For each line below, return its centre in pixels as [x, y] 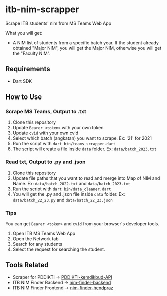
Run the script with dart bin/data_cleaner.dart [62, 189]
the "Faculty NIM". [31, 53]
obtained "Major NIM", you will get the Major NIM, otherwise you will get [87, 48]
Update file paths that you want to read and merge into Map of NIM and [86, 178]
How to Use [24, 97]
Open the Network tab [35, 239]
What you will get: [24, 33]
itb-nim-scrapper [42, 9]
